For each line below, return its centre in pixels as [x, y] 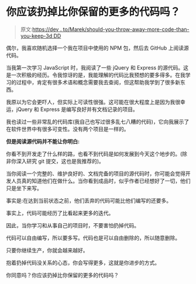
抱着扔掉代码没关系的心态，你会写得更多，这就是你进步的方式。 [83, 262]
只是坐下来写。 [24, 188]
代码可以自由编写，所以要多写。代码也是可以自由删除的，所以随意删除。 [93, 238]
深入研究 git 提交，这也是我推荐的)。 [60, 161]
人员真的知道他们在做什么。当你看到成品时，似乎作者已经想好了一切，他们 [101, 181]
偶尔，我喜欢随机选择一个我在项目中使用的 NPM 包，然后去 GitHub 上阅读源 [97, 48]
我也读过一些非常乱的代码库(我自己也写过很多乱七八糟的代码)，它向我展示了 [98, 122]
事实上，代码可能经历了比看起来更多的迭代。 [60, 213]
